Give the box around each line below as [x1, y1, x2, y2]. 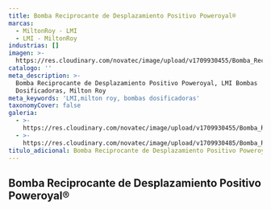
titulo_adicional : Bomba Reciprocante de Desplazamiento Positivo [8, 146, 236, 154]
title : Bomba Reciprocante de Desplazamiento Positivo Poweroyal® [8, 11, 236, 20]
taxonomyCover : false [8, 101, 81, 109]
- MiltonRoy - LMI [15, 27, 78, 35]
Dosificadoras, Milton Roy [15, 86, 106, 95]
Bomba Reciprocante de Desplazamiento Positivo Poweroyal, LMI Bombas [15, 79, 258, 87]
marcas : [8, 19, 35, 27]
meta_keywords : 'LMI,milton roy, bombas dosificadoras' [8, 94, 200, 102]
